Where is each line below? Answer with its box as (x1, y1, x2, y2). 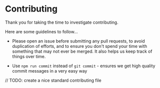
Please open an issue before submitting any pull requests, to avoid (12, 38, 145, 44)
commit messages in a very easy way (12, 68, 87, 73)
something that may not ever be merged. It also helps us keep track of (12, 48, 153, 54)
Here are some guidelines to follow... (5, 29, 78, 34)
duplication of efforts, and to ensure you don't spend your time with (12, 43, 147, 49)
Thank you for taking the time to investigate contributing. (5, 19, 119, 25)
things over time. (12, 53, 46, 59)
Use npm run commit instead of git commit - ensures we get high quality (12, 63, 156, 69)
